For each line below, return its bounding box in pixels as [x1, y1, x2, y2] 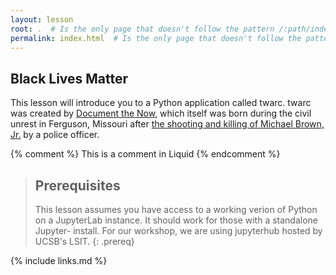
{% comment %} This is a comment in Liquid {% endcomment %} [10, 148, 281, 160]
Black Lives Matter [10, 70, 129, 87]
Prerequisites [34, 177, 121, 194]
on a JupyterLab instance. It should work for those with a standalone [34, 214, 319, 226]
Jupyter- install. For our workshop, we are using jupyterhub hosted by [34, 225, 323, 236]
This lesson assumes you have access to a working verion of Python [34, 204, 318, 215]
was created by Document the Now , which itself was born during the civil [10, 107, 312, 120]
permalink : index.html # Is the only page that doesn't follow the [10, 33, 302, 43]
